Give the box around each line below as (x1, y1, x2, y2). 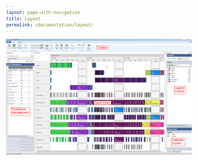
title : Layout (6, 15, 41, 22)
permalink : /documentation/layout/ (6, 22, 94, 28)
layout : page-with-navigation (6, 9, 81, 15)
